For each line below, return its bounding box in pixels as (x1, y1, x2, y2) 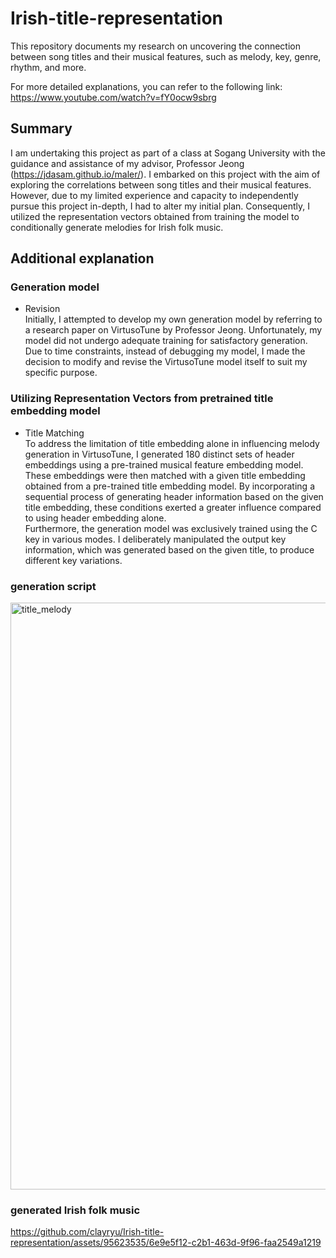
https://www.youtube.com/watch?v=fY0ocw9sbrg (10, 91, 217, 103)
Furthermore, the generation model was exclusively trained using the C (24, 522, 318, 534)
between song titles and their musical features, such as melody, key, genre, (10, 50, 322, 62)
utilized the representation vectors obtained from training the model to (10, 210, 300, 222)
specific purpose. (24, 367, 98, 379)
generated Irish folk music (10, 1203, 141, 1217)
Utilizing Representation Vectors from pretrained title (10, 392, 274, 406)
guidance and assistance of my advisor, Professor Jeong (10, 157, 245, 169)
